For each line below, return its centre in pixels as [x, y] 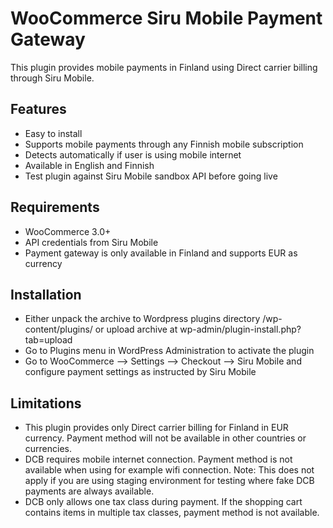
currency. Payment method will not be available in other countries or [165, 438]
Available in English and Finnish [89, 165]
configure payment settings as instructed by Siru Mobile [140, 372]
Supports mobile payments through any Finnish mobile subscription [164, 144]
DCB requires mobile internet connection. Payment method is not [158, 459]
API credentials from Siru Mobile [91, 242]
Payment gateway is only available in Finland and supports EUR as [161, 253]
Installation [46, 294]
